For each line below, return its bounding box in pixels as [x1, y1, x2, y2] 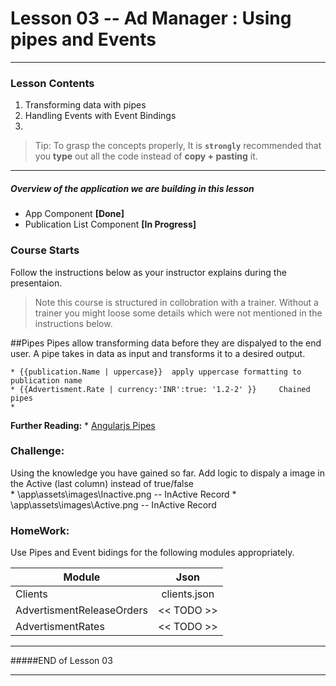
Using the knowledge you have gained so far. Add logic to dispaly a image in [10, 467, 325, 479]
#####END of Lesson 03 [10, 655, 113, 667]
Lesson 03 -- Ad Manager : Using [10, 7, 292, 30]
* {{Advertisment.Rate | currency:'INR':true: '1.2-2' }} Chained [10, 384, 311, 394]
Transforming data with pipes [24, 99, 147, 111]
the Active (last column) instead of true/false [10, 477, 194, 489]
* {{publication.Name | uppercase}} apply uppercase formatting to [10, 367, 302, 377]
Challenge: [10, 444, 65, 458]
